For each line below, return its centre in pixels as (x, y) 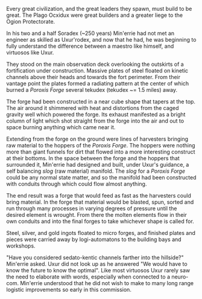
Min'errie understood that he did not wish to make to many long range (107, 283)
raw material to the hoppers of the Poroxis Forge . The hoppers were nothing (101, 145)
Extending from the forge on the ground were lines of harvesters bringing (97, 139)
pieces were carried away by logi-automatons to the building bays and (94, 239)
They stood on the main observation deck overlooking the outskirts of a (95, 64)
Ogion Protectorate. (31, 21)
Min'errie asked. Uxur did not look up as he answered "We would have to (97, 264)
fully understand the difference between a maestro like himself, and (90, 46)
